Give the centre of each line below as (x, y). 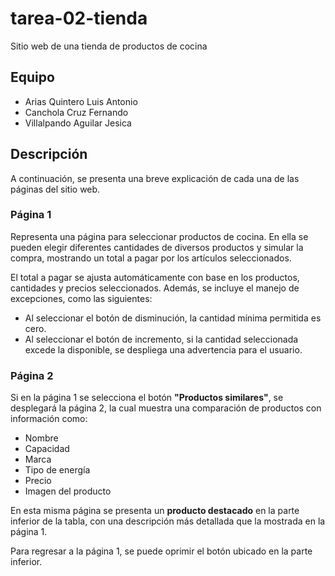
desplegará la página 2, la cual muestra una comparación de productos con (166, 408)
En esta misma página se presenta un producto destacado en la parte (155, 511)
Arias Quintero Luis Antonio (81, 101)
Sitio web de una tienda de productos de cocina (109, 46)
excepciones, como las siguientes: (81, 298)
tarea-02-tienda (79, 18)
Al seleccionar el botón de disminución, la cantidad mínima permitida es (173, 318)
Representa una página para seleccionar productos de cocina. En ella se (159, 236)
